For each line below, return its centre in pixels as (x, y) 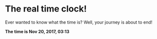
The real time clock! (46, 9)
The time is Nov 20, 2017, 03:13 (37, 31)
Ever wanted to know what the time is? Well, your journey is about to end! (79, 22)
